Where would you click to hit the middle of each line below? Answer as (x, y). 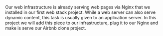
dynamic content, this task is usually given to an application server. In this (81, 18)
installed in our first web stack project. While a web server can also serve (81, 12)
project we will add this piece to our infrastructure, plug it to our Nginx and (82, 23)
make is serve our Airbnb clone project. (46, 28)
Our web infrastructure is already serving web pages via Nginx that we (78, 7)
